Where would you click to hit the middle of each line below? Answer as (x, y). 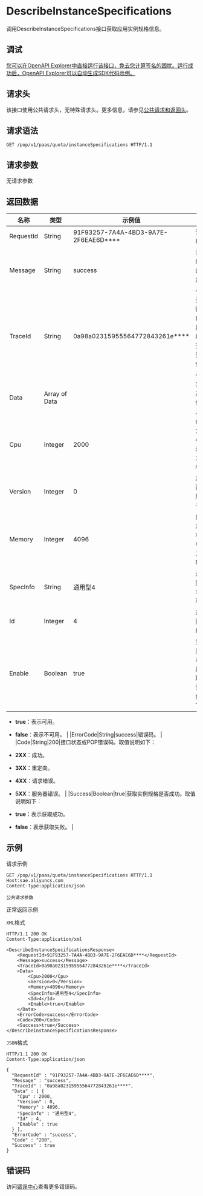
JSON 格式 (17, 1042)
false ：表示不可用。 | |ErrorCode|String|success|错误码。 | (89, 734)
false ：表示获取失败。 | (44, 827)
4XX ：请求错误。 (37, 781)
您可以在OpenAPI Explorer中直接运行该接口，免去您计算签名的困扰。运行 (97, 65)
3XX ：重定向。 (34, 768)
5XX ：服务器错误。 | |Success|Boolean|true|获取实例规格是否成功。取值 (105, 793)
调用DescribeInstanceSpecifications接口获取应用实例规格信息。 (85, 28)
